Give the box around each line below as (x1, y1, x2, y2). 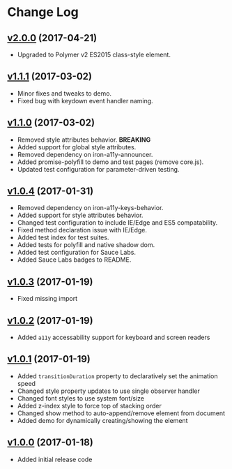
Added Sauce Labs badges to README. (17, 255, 132, 264)
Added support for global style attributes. (17, 142, 137, 151)
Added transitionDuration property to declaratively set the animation (17, 371, 218, 380)
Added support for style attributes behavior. (17, 211, 144, 220)
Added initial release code (17, 455, 93, 463)
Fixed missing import (17, 295, 78, 303)
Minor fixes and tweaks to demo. (17, 89, 112, 98)
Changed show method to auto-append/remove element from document (17, 409, 225, 417)
